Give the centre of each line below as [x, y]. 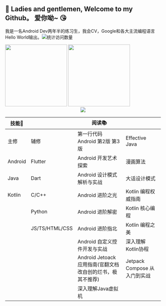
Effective [136, 138]
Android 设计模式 [97, 175]
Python [39, 211]
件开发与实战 [92, 249]
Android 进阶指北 [97, 228]
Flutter [38, 161]
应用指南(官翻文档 [98, 264]
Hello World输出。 [23, 37]
